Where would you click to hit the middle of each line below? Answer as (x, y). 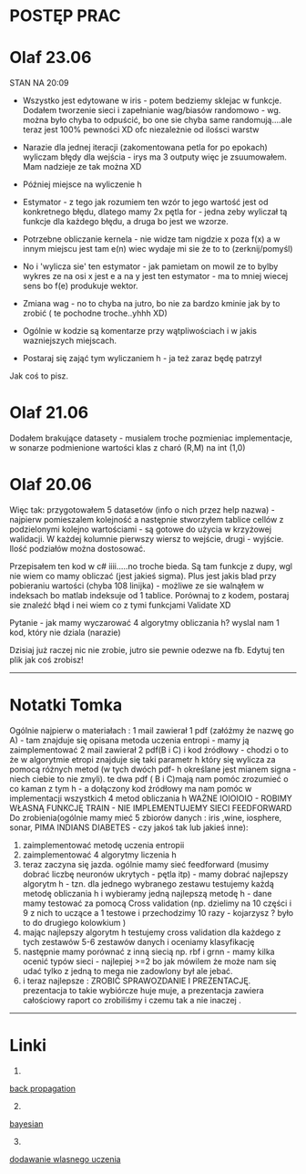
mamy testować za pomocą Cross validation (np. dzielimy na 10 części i (157, 903)
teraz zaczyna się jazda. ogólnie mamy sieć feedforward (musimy (146, 864)
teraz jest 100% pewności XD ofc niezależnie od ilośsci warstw (141, 130)
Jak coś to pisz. (39, 376)
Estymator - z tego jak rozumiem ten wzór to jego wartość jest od (145, 203)
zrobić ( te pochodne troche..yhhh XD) (95, 313)
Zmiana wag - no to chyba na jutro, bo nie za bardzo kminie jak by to (151, 304)
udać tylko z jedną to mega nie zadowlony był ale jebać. (128, 971)
